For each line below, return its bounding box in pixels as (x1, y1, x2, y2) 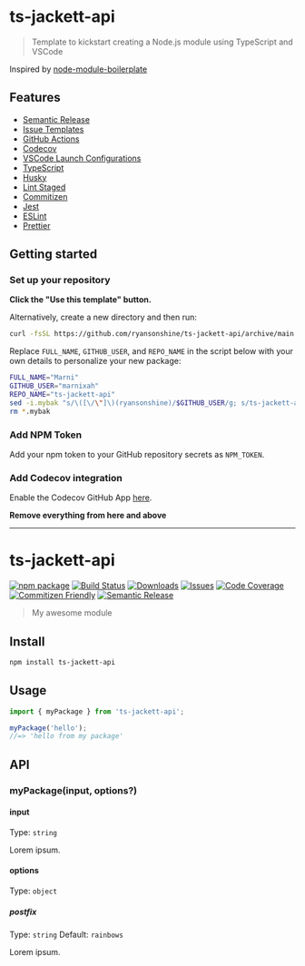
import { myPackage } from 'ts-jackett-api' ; (9, 706, 184, 716)
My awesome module (31, 607, 113, 618)
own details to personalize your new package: (9, 356, 182, 367)
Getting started (9, 247, 98, 262)
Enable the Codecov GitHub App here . (9, 492, 152, 503)
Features (9, 90, 61, 105)
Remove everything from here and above (9, 510, 167, 521)
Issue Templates (22, 123, 84, 134)
